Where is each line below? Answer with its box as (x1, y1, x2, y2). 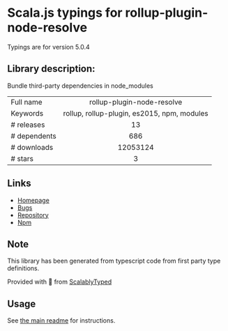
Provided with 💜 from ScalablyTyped (7, 277, 112, 286)
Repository (17, 210, 49, 219)
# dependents (10, 131, 57, 141)
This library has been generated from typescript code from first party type (7, 256, 221, 265)
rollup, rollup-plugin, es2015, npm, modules (63, 108, 209, 118)
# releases (10, 120, 45, 130)
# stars (10, 153, 33, 163)
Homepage (17, 196, 50, 204)
